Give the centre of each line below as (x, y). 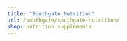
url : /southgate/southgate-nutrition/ (63, 20)
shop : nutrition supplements (50, 26)
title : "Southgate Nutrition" (51, 14)
